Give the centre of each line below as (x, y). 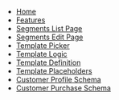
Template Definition (48, 62)
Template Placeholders (54, 71)
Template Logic (41, 54)
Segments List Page (49, 28)
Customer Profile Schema (59, 80)
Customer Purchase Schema (63, 88)
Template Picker (43, 46)
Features (31, 20)
